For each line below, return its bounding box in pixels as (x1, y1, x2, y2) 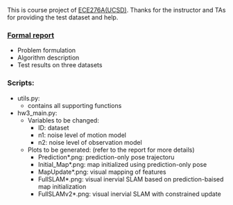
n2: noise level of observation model (37, 138, 142, 146)
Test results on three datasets (17, 61, 103, 69)
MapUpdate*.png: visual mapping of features (37, 168, 166, 176)
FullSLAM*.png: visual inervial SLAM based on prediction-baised (37, 175, 224, 183)
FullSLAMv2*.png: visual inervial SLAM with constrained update (37, 190, 222, 198)
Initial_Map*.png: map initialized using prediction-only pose (37, 160, 207, 168)
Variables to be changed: (27, 116, 99, 124)
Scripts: (7, 78, 35, 88)
